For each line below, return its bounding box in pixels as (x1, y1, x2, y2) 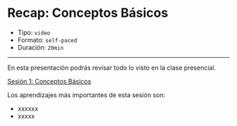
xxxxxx (17, 104, 39, 113)
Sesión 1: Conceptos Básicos (7, 77, 92, 85)
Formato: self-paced (17, 35, 78, 44)
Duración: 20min (17, 43, 64, 51)
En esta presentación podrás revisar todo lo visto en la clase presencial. (7, 63, 217, 72)
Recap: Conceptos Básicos (7, 5, 169, 21)
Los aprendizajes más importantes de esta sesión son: (7, 90, 166, 99)
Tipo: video (17, 28, 51, 37)
